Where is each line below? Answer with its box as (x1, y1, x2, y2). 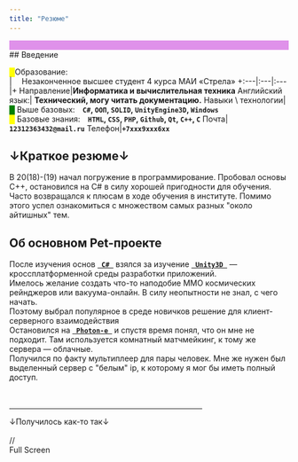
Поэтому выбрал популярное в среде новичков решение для (9, 306, 242, 317)
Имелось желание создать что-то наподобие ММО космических (9, 278, 256, 288)
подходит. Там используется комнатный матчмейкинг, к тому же (9, 334, 256, 345)
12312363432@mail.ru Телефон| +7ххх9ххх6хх (9, 122, 170, 133)
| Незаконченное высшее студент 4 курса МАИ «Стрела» (9, 75, 236, 86)
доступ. (9, 372, 38, 383)
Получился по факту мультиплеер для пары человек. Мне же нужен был (9, 353, 286, 364)
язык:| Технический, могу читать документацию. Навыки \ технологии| (9, 94, 286, 106)
